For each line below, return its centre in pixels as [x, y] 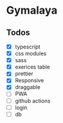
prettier [24, 74]
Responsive [29, 81]
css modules [31, 54]
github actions [33, 101]
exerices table [32, 67]
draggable [28, 87]
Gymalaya [32, 10]
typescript [28, 47]
